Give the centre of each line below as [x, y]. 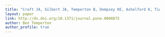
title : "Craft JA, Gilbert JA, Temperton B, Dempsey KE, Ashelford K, [79, 9]
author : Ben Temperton [28, 23]
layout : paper [20, 14]
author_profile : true [27, 27]
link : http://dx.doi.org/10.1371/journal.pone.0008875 [62, 18]
